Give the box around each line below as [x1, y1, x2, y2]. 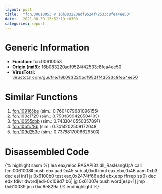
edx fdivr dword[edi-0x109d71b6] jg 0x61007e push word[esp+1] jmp [5, 178, 145, 184]
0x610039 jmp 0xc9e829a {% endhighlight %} [5, 184, 99, 190]
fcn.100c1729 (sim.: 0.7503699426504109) [12, 113, 99, 119]
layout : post [5, 7, 32, 12]
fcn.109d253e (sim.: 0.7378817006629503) [12, 129, 100, 135]
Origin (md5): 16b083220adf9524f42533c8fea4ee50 [12, 64, 122, 70]
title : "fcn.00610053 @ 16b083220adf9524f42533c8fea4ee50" [5, 12, 131, 17]
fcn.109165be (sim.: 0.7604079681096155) [12, 108, 98, 114]
